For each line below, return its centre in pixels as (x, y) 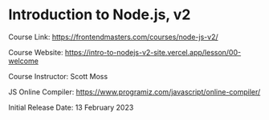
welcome (23, 61)
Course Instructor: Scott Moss (58, 76)
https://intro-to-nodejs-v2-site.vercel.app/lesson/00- (153, 52)
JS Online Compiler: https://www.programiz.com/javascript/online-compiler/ (134, 92)
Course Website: (36, 52)
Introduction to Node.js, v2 (100, 15)
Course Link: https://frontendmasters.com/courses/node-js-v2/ (113, 37)
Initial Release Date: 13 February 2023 (71, 107)
